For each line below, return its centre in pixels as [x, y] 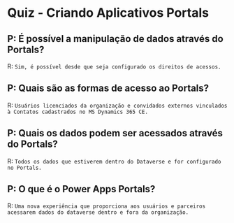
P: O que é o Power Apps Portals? [81, 189]
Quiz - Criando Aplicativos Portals [108, 13]
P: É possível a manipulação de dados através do [115, 39]
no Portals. [24, 168]
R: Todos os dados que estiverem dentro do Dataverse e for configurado [114, 161]
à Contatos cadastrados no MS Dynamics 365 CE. [78, 112]
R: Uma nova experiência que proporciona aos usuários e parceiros [107, 206]
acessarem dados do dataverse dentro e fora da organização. [98, 213]
